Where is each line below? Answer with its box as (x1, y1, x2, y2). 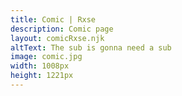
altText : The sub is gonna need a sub (10, 42, 172, 53)
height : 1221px (10, 71, 74, 81)
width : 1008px (10, 61, 70, 71)
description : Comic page (10, 24, 114, 34)
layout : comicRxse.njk (10, 33, 105, 43)
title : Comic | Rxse (10, 14, 97, 25)
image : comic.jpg (10, 52, 83, 62)
